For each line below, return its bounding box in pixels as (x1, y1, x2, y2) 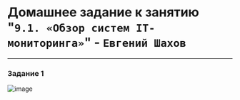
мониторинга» (7, 37, 84, 50)
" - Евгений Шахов (84, 35, 187, 50)
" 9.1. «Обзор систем (7, 19, 130, 35)
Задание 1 (7, 68, 44, 78)
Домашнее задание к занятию (7, 4, 200, 21)
